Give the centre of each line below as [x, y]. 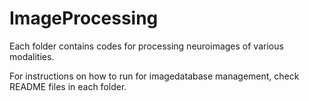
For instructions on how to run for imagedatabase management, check [154, 76]
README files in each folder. [68, 86]
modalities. [32, 56]
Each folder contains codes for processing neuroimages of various [146, 46]
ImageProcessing [84, 18]
